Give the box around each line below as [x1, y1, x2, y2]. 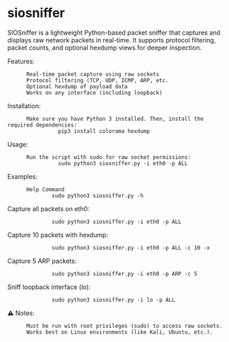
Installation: [7, 101, 41, 110]
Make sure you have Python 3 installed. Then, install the [25, 115, 204, 122]
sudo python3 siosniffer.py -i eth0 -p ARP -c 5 [52, 270, 198, 277]
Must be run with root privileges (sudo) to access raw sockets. [25, 322, 223, 329]
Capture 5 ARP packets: [7, 256, 77, 265]
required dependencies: [7, 122, 78, 129]
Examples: [7, 172, 37, 181]
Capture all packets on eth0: [7, 204, 90, 213]
